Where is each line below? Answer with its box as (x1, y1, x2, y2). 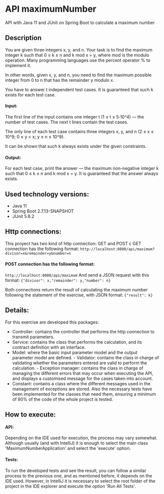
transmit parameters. (12, 334, 55, 340)
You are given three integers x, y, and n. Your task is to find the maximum (5, 47, 153, 52)
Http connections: (5, 228, 62, 236)
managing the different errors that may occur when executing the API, (12, 370, 153, 376)
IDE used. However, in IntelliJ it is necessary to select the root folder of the (5, 478, 156, 484)
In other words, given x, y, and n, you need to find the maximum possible (5, 72, 152, 78)
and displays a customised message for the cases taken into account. (12, 376, 153, 381)
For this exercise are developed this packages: (5, 319, 99, 325)
